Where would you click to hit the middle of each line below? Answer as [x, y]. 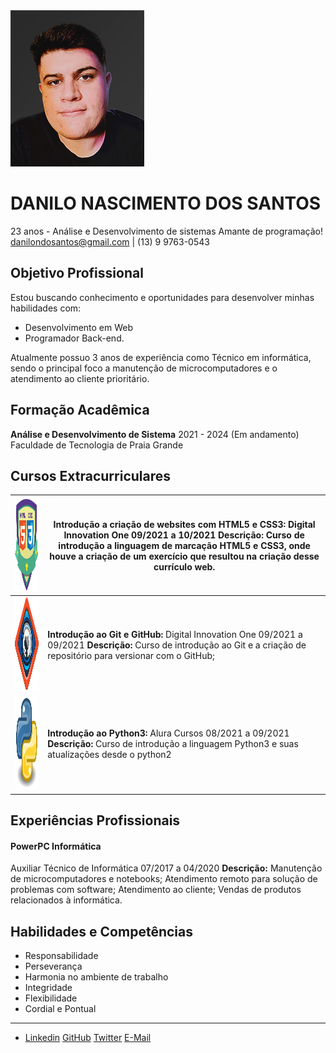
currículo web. [184, 566]
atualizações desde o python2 [109, 755]
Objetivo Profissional [77, 273]
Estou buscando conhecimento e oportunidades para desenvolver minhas [162, 297]
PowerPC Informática [56, 846]
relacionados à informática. [66, 900]
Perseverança [53, 966]
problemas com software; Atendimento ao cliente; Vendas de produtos [156, 890]
